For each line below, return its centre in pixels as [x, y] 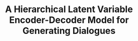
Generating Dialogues [69, 31]
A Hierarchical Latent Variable [69, 9]
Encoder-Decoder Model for [69, 20]
